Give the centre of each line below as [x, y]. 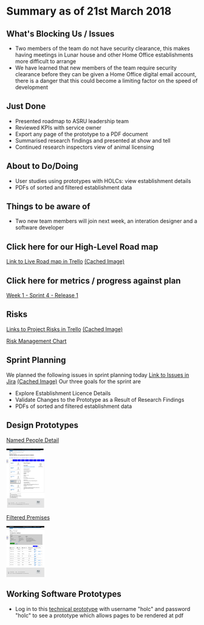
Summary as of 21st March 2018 [89, 11]
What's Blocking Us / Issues [60, 34]
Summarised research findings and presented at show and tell [93, 140]
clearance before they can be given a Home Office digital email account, [106, 74]
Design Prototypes [42, 425]
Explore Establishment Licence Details [63, 393]
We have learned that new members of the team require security [96, 68]
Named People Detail [33, 440]
